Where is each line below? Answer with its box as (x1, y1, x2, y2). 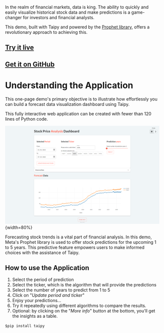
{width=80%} (5, 224, 33, 230)
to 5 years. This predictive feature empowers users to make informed (5, 244, 144, 250)
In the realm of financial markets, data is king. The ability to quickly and (5, 4, 149, 10)
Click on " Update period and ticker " (12, 292, 85, 298)
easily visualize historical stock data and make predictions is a (5, 9, 131, 15)
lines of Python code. (5, 116, 48, 122)
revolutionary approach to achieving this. (5, 29, 88, 35)
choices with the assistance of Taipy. (5, 250, 80, 256)
